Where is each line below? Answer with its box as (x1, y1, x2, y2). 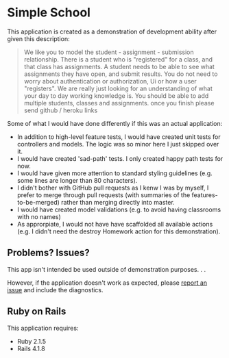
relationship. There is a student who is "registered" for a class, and (23, 55, 213, 63)
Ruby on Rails (7, 306, 67, 318)
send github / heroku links (23, 106, 98, 114)
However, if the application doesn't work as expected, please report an (7, 279, 208, 287)
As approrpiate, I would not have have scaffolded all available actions (16, 220, 213, 228)
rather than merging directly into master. (61, 198, 175, 206)
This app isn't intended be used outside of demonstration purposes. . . (7, 265, 206, 273)
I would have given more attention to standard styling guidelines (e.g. (16, 169, 213, 177)
